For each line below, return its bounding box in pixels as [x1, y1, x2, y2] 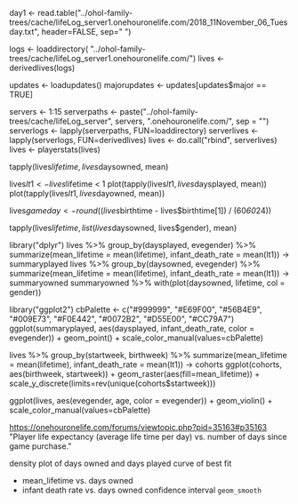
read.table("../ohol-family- [37, 8, 133, 18]
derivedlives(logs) [9, 62, 76, 73]
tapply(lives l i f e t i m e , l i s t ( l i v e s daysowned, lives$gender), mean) [9, 222, 238, 233]
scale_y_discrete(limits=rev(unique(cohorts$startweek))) [9, 378, 216, 388]
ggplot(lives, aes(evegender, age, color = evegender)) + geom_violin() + [9, 396, 273, 405]
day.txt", [9, 27, 40, 36]
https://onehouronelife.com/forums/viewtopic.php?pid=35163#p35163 [9, 422, 268, 432]
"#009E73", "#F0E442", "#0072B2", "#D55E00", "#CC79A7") [9, 314, 235, 324]
